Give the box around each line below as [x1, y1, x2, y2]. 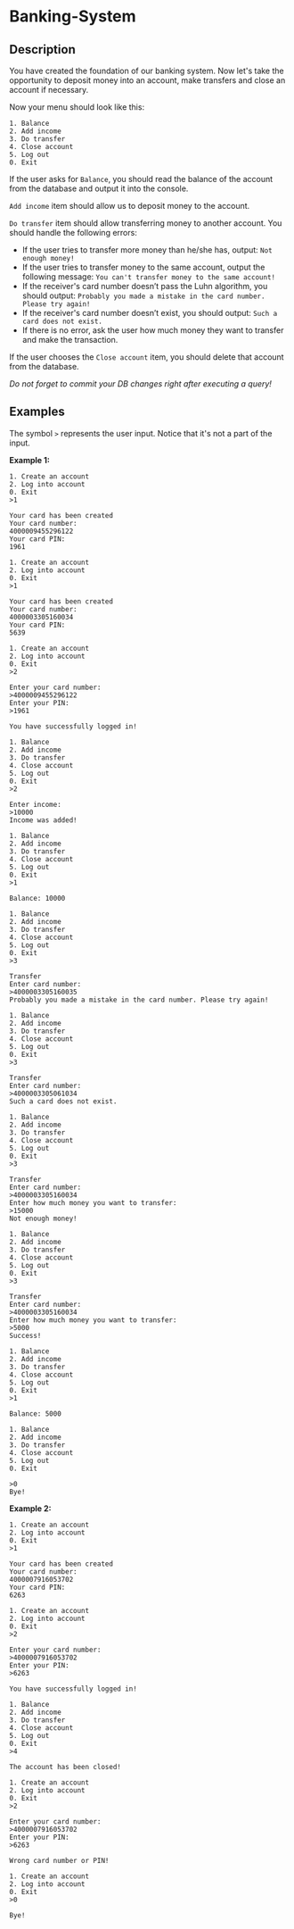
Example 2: [9, 1502, 52, 1514]
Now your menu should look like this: [9, 102, 145, 112]
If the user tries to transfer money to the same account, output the [21, 262, 265, 272]
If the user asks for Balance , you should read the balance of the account [9, 174, 274, 184]
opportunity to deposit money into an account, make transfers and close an [9, 75, 286, 86]
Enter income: [9, 800, 62, 809]
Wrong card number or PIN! [9, 1856, 110, 1865]
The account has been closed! [9, 1762, 122, 1771]
